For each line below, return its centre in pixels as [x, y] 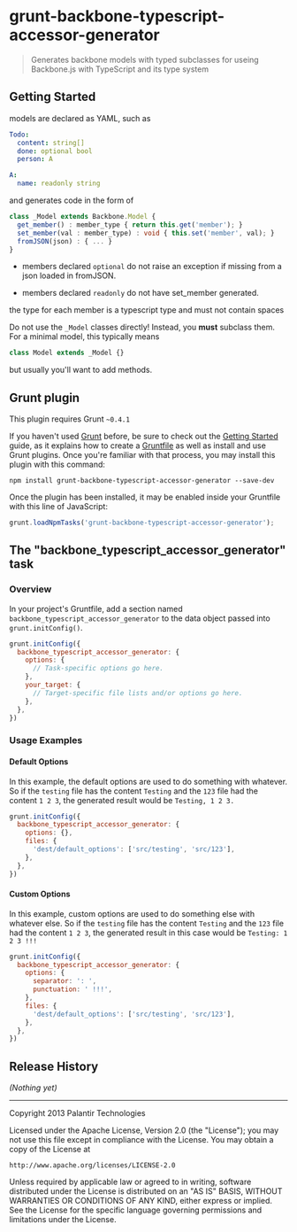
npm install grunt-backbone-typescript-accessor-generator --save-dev [142, 481]
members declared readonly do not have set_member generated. [140, 293]
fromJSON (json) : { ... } [65, 241]
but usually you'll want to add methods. [81, 370]
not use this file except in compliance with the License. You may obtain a [141, 1140]
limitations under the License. [63, 1220]
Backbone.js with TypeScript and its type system [120, 69]
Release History [54, 1066]
